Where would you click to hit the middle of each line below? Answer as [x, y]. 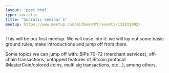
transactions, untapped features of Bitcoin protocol [72, 60]
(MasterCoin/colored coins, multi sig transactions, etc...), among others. [81, 65]
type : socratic [22, 15]
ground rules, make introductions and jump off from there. [67, 44]
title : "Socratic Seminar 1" [36, 19]
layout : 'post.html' [27, 10]
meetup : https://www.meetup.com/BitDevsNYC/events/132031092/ [73, 24]
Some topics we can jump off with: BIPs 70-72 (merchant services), [77, 54]
